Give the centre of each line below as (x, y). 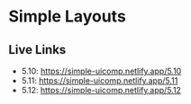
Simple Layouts (68, 17)
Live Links (37, 50)
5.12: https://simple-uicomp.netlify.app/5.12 (101, 90)
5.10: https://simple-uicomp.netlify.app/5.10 (101, 71)
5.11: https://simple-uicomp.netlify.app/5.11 (100, 81)
